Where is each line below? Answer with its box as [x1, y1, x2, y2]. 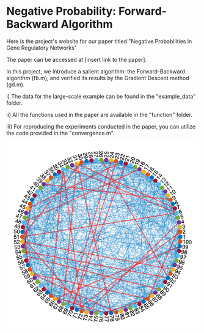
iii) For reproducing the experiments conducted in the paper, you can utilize [6, 122, 196, 130]
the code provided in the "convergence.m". [6, 129, 115, 137]
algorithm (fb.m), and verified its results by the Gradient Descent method [6, 74, 189, 81]
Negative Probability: [6, 4, 117, 18]
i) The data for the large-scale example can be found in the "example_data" [6, 92, 196, 100]
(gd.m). [6, 81, 25, 88]
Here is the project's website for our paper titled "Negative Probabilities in [6, 37, 192, 45]
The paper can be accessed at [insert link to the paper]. [6, 56, 147, 63]
